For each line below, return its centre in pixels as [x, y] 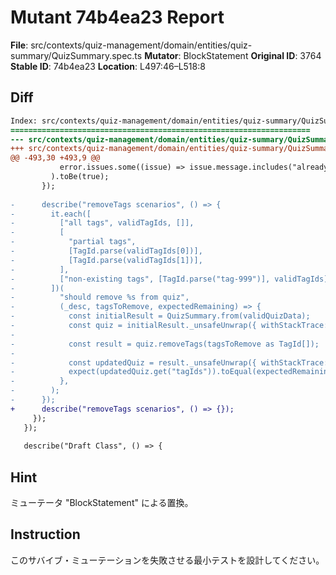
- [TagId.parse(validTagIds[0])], [106, 251]
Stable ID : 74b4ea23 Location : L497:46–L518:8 [108, 66]
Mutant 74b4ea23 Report [117, 17]
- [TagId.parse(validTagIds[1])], [106, 260]
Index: [24, 121]
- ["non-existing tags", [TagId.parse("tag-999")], [140, 279]
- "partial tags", [73, 242]
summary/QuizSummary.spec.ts [76, 55]
